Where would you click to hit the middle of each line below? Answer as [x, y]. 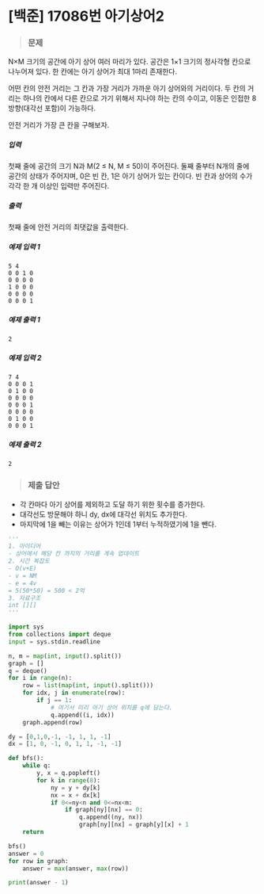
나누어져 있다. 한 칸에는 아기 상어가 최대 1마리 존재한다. [93, 71]
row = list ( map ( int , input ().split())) [88, 686]
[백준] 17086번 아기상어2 [86, 16]
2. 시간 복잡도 [29, 561]
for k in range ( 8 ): [69, 780]
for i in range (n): [40, 678]
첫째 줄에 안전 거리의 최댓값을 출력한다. [68, 227]
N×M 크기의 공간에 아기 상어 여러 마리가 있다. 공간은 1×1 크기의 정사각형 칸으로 [130, 62]
